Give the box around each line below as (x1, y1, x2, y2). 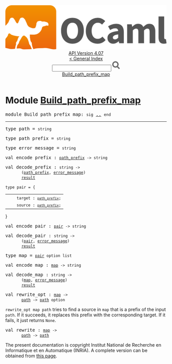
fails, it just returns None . (5, 317, 56, 323)
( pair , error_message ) (21, 238, 70, 244)
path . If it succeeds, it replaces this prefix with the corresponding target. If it (5, 312, 166, 318)
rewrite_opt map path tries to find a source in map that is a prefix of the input (5, 306, 166, 312)
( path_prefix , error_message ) (21, 170, 86, 176)
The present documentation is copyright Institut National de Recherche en (5, 341, 161, 348)
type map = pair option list (5, 252, 72, 258)
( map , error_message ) (21, 277, 68, 283)
